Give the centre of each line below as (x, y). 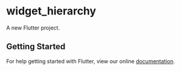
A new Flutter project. (33, 28)
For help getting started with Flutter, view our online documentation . (91, 61)
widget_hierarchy (51, 11)
